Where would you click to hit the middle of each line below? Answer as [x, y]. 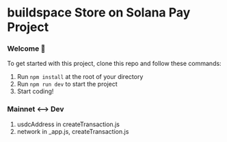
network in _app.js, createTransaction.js [73, 131]
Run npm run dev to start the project [67, 84]
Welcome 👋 [26, 49]
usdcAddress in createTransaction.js [68, 124]
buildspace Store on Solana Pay [99, 13]
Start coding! [35, 91]
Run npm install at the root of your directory [80, 77]
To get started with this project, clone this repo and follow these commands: [114, 64]
